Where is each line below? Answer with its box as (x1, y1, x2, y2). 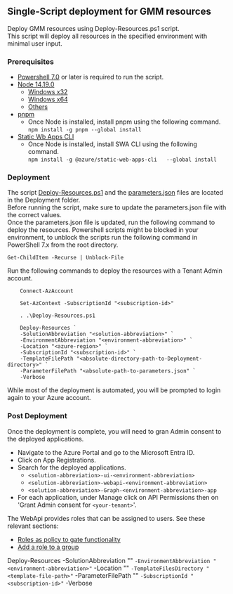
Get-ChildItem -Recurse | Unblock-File (7, 254, 124, 262)
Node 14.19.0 (17, 80, 55, 89)
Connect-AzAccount (20, 288, 74, 295)
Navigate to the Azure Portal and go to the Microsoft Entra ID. (17, 448, 195, 456)
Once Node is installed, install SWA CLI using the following (27, 140, 198, 148)
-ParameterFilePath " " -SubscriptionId (74, 571, 188, 579)
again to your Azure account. (7, 394, 91, 402)
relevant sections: (7, 522, 59, 530)
